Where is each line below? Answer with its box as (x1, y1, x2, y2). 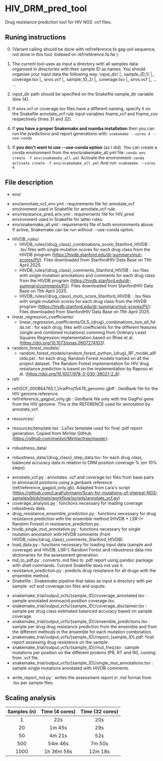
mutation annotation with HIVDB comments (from (12, 531, 111, 537)
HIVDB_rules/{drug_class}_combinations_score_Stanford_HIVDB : (19, 241, 150, 247)
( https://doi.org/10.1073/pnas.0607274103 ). (19, 340, 106, 345)
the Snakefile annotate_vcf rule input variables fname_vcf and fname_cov (12, 111, 158, 117)
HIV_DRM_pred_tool (5, 3, 87, 14)
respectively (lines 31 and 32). (12, 116, 73, 122)
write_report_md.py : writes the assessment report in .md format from (12, 674, 152, 681)
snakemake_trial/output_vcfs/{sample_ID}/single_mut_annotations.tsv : (12, 660, 153, 666)
